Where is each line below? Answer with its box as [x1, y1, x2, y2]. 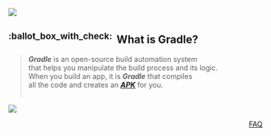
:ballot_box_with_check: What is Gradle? [8, 31, 199, 47]
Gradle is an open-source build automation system [27, 54, 198, 64]
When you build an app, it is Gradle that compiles [27, 71, 193, 80]
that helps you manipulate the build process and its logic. [27, 63, 218, 72]
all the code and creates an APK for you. [27, 80, 164, 89]
